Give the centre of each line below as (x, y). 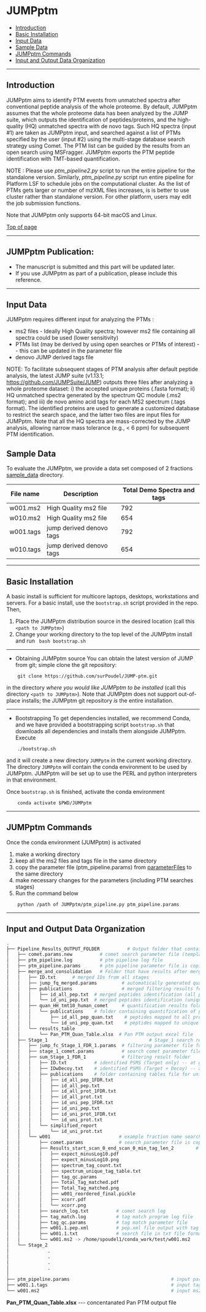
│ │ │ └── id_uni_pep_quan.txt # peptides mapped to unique (103, 1023)
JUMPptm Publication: (50, 252)
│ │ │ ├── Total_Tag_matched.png (63, 1188)
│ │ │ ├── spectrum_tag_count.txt (64, 1165)
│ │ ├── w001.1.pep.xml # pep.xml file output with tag (103, 1228)
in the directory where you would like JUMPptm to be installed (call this (96, 688)
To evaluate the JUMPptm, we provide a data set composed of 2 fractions (100, 468)
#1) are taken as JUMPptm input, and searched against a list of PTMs (93, 132)
